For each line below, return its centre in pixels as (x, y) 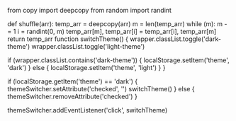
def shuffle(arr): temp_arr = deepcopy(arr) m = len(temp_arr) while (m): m (115, 24)
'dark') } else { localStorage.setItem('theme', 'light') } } (86, 68)
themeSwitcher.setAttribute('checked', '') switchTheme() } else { (101, 89)
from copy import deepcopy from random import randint (90, 10)
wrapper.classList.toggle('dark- (176, 39)
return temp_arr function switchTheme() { (68, 39)
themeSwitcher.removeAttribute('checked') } (73, 96)
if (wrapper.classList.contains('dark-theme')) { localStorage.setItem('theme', (119, 60)
